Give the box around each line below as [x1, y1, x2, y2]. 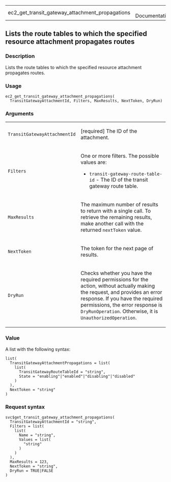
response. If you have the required [80, 295, 163, 302]
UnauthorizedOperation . [80, 314, 137, 321]
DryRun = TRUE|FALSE [10, 468, 53, 473]
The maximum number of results [80, 201, 159, 208]
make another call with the [80, 220, 144, 227]
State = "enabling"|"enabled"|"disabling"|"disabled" [18, 374, 136, 379]
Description [5, 53, 35, 60]
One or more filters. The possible [80, 153, 159, 160]
